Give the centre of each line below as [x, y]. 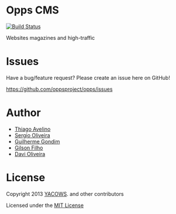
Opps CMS [33, 10]
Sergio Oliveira [32, 135]
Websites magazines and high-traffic [51, 38]
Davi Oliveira [30, 154]
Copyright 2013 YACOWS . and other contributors [65, 193]
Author [23, 113]
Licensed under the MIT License [45, 205]
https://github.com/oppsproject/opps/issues [59, 89]
